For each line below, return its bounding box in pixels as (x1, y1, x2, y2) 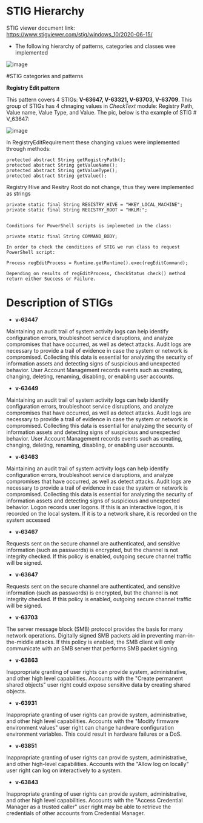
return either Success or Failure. (6, 276, 96, 282)
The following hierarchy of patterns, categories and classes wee (15, 42, 176, 50)
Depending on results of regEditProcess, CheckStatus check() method (6, 270, 186, 276)
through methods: (6, 145, 52, 152)
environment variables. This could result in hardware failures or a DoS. (6, 730, 182, 738)
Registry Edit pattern (6, 84, 60, 92)
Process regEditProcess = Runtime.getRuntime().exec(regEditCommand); (6, 259, 188, 266)
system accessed (6, 516, 50, 524)
